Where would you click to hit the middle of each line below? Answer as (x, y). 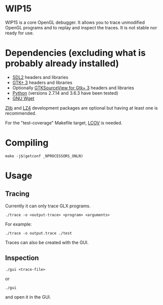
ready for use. (19, 33)
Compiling (27, 143)
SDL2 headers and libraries (40, 77)
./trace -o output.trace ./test (39, 233)
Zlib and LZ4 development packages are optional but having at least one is (81, 108)
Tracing (17, 194)
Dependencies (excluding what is (75, 53)
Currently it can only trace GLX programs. (48, 206)
